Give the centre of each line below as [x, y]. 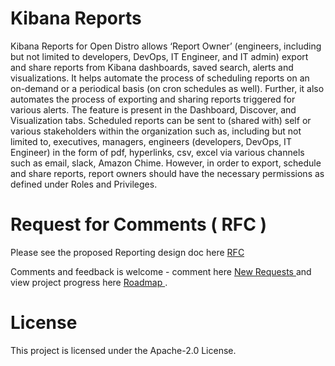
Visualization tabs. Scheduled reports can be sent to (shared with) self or [161, 120]
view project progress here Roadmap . [89, 282]
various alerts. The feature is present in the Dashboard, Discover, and [153, 109]
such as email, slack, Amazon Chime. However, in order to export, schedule [166, 163]
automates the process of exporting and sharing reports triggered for [153, 99]
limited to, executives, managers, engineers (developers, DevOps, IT [151, 141]
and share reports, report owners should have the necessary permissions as [167, 173]
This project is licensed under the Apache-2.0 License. [123, 350]
